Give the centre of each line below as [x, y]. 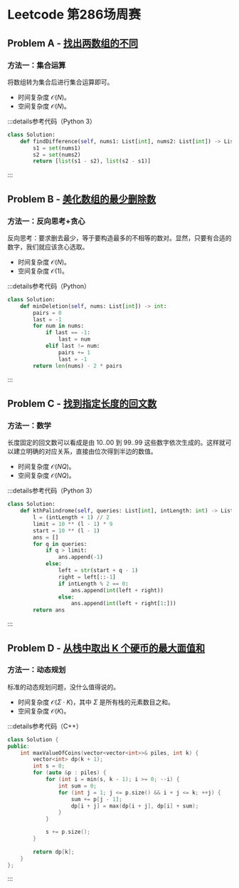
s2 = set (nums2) [57, 155]
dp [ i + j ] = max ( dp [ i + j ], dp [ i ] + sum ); [135, 806]
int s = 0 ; [49, 766]
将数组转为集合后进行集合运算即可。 [60, 82]
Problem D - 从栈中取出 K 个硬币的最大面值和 [106, 648]
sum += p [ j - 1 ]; [96, 799]
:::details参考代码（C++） [45, 726]
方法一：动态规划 [37, 670]
